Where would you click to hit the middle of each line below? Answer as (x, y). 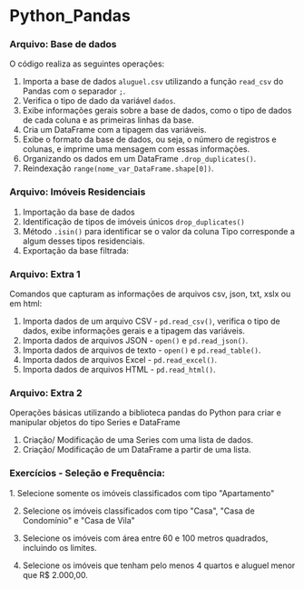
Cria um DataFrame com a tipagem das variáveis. (114, 130)
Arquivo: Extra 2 (46, 393)
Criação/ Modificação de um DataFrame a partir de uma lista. (137, 450)
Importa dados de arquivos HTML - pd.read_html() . (119, 370)
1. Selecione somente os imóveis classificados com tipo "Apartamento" (142, 493)
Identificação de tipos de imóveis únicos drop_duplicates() (133, 221)
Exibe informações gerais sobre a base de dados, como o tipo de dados (157, 111)
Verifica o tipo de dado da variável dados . (99, 101)
